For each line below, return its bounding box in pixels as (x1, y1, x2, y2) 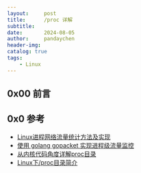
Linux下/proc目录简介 (16, 158, 78, 166)
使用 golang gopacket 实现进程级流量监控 (16, 141, 135, 149)
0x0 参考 (7, 114, 45, 125)
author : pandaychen (7, 36, 75, 42)
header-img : (7, 42, 41, 49)
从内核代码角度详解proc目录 (16, 150, 97, 158)
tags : (7, 55, 23, 62)
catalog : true (7, 49, 48, 55)
